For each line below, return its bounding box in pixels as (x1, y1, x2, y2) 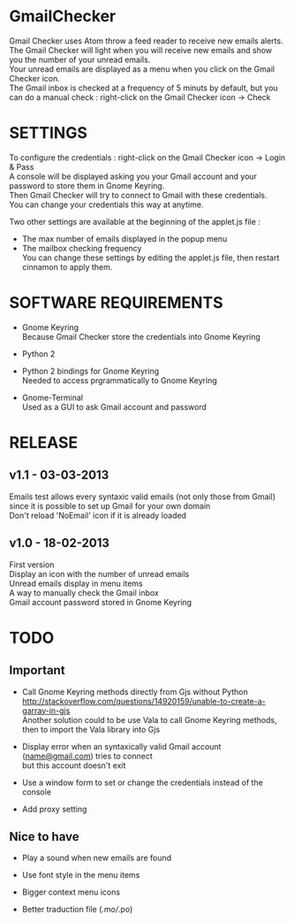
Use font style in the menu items (21, 870, 140, 881)
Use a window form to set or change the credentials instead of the (21, 777, 263, 788)
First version (9, 559, 55, 570)
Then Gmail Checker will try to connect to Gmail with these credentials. (9, 189, 268, 200)
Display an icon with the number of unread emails (9, 568, 190, 579)
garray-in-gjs (21, 705, 71, 716)
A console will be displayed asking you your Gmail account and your (9, 171, 258, 181)
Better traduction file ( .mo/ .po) (21, 904, 133, 915)
